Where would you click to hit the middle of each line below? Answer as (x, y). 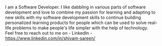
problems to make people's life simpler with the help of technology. (80, 28)
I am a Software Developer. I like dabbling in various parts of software (75, 7)
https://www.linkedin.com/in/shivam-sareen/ (50, 38)
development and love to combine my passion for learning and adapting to (80, 12)
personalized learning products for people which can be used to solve (76, 23)
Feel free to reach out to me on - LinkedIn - (49, 33)
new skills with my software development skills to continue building (73, 17)
